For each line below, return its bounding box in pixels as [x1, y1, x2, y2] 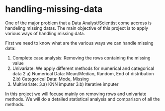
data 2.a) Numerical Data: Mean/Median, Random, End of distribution [12, 70, 154, 76]
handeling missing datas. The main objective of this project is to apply [5, 25, 148, 31]
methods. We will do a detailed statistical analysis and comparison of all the [5, 96, 160, 102]
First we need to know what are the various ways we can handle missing [5, 40, 154, 46]
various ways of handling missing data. [5, 30, 85, 36]
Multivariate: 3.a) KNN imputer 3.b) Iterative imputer [12, 81, 119, 87]
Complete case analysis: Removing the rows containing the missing [12, 55, 151, 60]
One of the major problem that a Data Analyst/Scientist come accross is [5, 20, 152, 26]
